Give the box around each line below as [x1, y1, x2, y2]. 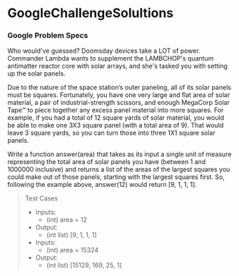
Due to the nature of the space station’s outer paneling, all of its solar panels [7, 83, 232, 92]
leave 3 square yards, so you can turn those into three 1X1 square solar [7, 128, 215, 137]
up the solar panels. [7, 69, 66, 78]
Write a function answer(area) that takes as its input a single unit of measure [7, 150, 232, 158]
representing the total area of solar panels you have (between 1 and [7, 158, 206, 166]
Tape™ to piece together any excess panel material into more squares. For [7, 106, 224, 115]
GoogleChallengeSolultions [7, 5, 174, 21]
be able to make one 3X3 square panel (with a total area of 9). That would [7, 121, 224, 130]
